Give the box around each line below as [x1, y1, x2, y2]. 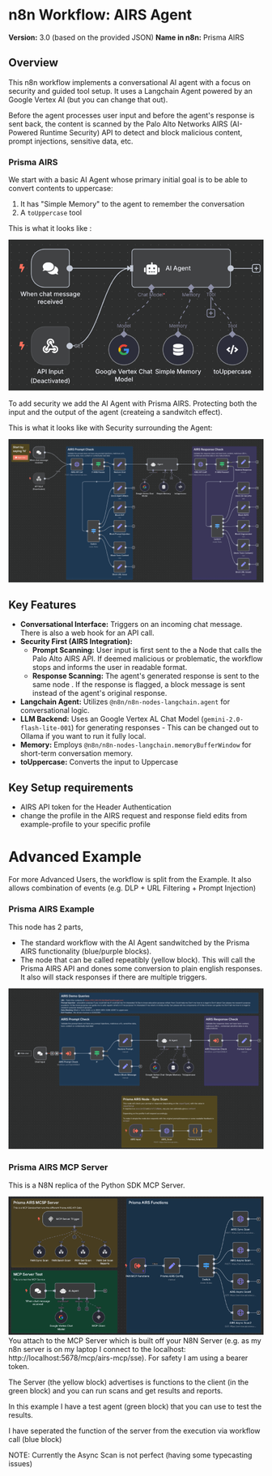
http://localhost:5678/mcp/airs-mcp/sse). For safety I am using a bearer [8, 1353, 249, 1363]
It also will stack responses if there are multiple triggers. [19, 972, 208, 982]
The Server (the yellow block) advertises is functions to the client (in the [8, 1377, 249, 1387]
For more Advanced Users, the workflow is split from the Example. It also [8, 875, 252, 885]
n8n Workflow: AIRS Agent [8, 6, 193, 24]
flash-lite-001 [19, 724, 72, 732]
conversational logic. [19, 706, 91, 715]
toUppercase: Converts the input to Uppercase [19, 757, 179, 767]
